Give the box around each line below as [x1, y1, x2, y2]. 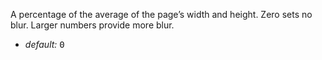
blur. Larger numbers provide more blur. [10, 19, 175, 31]
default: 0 [24, 39, 65, 50]
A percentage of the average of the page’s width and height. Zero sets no [10, 9, 313, 20]
